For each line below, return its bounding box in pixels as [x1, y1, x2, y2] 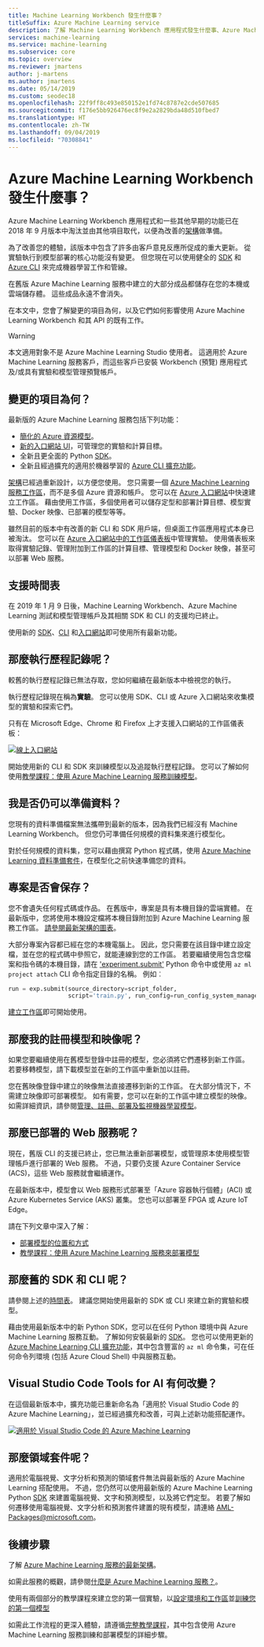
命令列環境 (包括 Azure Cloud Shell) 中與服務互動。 [14, 1351, 181, 1361]
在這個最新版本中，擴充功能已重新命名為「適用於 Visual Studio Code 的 [8, 1399, 240, 1409]
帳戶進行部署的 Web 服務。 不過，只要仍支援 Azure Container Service [14, 1158, 241, 1168]
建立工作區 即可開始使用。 [8, 1008, 91, 1017]
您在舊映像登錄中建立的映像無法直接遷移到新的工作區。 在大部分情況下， [8, 1081, 244, 1091]
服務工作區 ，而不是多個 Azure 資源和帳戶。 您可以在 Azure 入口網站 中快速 [8, 488, 249, 497]
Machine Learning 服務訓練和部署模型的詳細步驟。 [8, 1630, 172, 1640]
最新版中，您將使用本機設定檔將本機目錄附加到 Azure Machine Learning [8, 913, 241, 923]
